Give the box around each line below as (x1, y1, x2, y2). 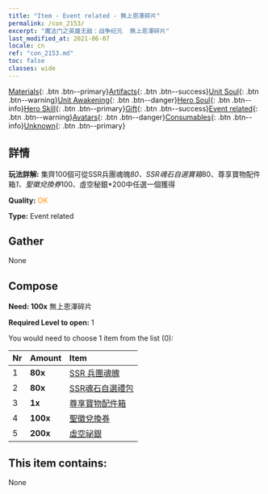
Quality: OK (8, 195, 48, 205)
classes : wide (8, 65, 57, 73)
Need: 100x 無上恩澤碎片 (8, 302, 93, 312)
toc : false (8, 57, 45, 65)
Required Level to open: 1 (8, 318, 94, 328)
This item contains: (8, 456, 107, 470)
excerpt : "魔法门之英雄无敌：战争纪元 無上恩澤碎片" (8, 27, 170, 35)
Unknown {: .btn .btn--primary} (23, 120, 126, 130)
